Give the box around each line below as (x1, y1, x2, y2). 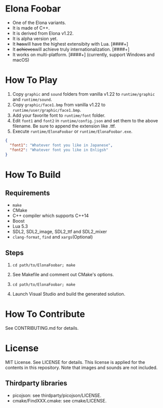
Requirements (5, 188, 50, 197)
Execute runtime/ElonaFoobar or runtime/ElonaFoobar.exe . (12, 128, 132, 134)
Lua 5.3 (12, 224, 28, 230)
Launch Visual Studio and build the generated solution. (12, 291, 125, 297)
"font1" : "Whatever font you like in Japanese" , (9, 142, 113, 148)
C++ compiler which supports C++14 (12, 213, 89, 219)
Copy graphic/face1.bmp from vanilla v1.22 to (12, 101, 106, 108)
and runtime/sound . (12, 96, 52, 102)
